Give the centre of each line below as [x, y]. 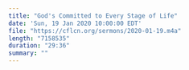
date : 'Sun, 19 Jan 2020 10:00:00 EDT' [75, 23]
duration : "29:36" [39, 46]
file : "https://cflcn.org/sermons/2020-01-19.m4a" [95, 31]
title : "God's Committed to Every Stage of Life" [93, 16]
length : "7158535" [39, 38]
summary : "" [28, 53]
